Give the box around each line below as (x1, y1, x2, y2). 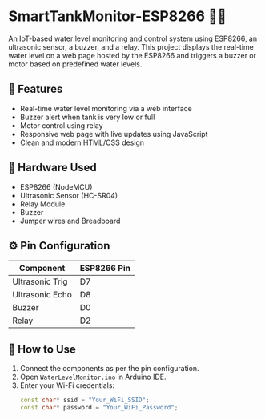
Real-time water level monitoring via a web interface (19, 103, 192, 113)
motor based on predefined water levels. (8, 59, 143, 69)
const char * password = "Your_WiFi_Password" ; (19, 404, 179, 412)
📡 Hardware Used (8, 161, 98, 174)
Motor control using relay (19, 120, 103, 130)
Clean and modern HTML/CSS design (19, 138, 145, 147)
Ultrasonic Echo (12, 289, 72, 301)
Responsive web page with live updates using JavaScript (19, 129, 208, 138)
